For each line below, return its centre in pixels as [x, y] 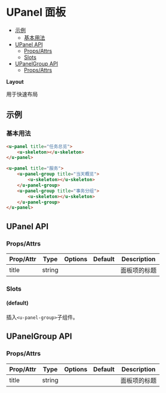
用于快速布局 [22, 94]
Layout [15, 81]
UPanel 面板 [36, 12]
